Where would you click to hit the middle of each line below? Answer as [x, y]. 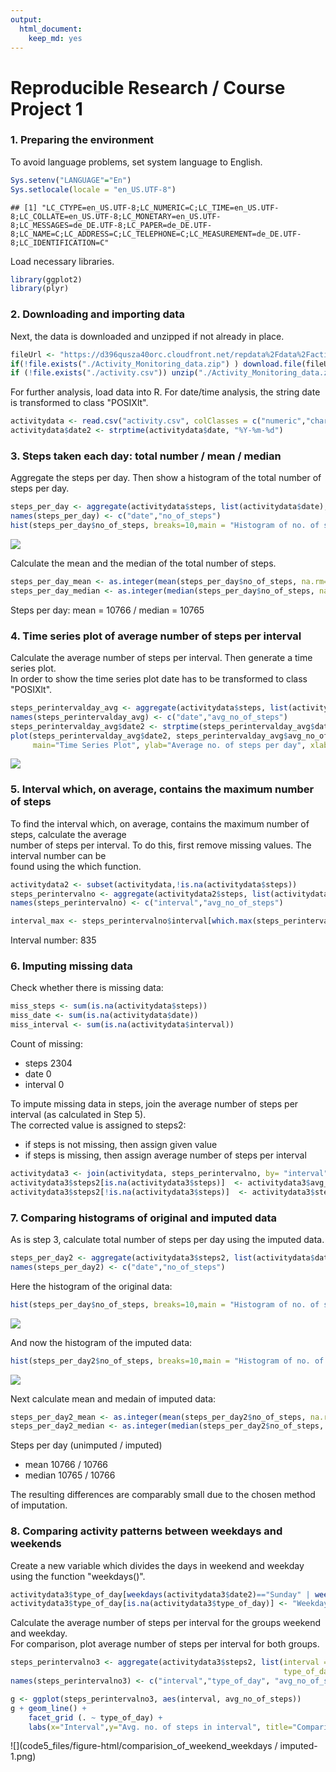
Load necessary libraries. [62, 261]
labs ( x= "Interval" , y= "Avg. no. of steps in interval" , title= [160, 1727]
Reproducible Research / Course [148, 87]
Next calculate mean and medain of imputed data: [113, 1398]
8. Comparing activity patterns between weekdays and [146, 1531]
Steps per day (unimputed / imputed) [86, 1445]
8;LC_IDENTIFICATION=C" [60, 242]
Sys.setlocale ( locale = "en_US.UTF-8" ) [93, 189]
